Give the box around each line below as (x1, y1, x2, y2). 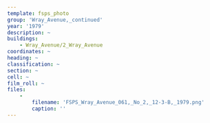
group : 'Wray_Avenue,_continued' (7, 16, 103, 23)
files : (7, 86, 26, 93)
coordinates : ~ (7, 49, 51, 55)
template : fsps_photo (7, 10, 70, 17)
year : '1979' (7, 23, 45, 29)
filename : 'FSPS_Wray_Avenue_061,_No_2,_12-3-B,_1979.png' (32, 99, 205, 106)
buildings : (7, 36, 39, 42)
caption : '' (32, 105, 67, 112)
